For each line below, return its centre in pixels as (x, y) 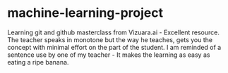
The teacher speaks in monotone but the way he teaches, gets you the (110, 39)
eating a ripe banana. (38, 62)
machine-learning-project (85, 13)
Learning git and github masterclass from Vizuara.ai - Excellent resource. (114, 32)
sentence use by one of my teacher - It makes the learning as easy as (109, 55)
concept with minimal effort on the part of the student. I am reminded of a (114, 47)
